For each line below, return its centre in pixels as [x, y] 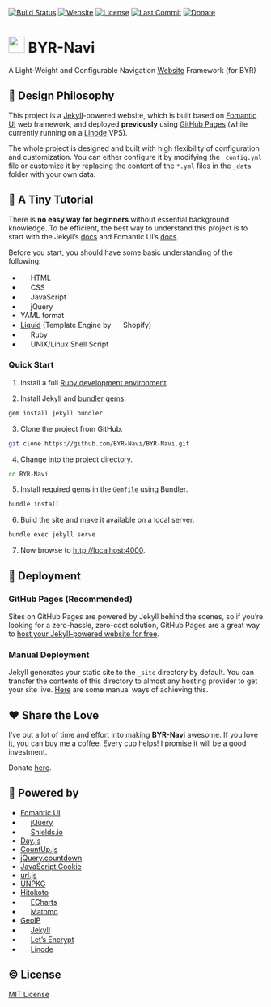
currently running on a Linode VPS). [68, 132]
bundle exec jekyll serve [52, 535]
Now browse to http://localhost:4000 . [83, 550]
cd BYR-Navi [28, 474]
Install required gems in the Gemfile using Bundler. [104, 489]
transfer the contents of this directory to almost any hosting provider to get [133, 681]
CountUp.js [39, 849]
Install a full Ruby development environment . [94, 382]
